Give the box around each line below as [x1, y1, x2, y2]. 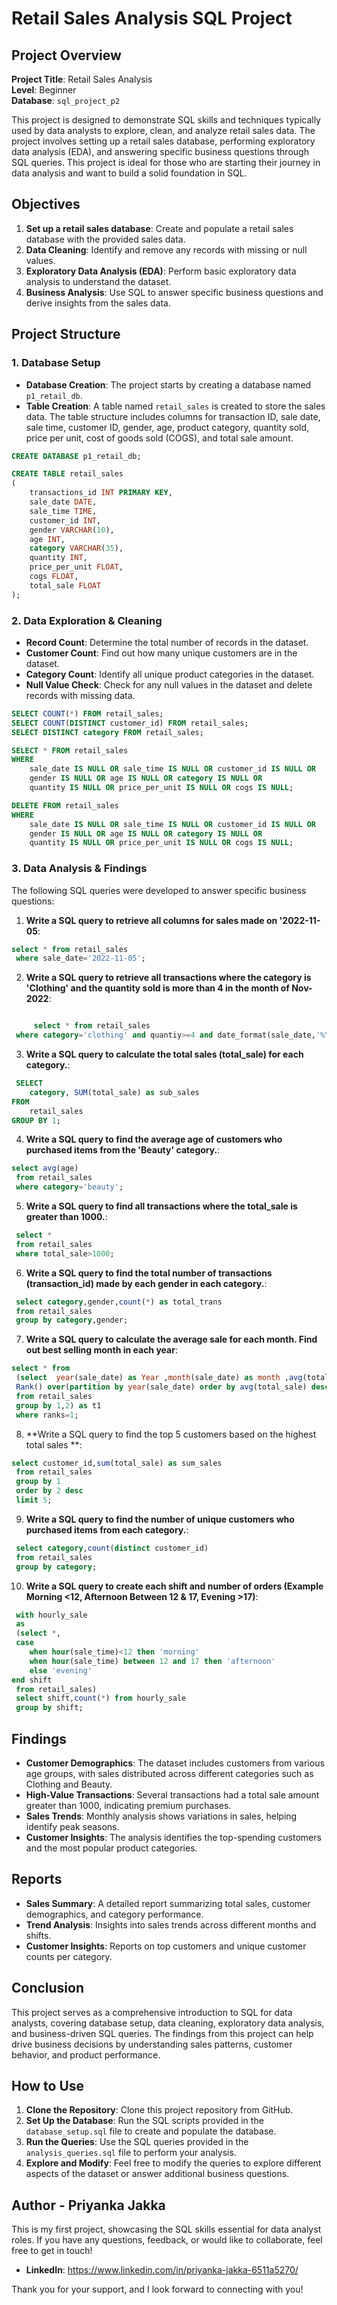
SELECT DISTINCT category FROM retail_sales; [11, 727, 204, 737]
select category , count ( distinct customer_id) [15, 1543, 209, 1553]
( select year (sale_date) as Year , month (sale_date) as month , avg [15, 1373, 303, 1383]
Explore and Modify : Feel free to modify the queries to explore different [25, 2157, 322, 2169]
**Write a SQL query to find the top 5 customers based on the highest [25, 1428, 317, 1440]
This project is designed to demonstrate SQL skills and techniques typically [11, 114, 321, 126]
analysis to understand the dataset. [25, 275, 172, 287]
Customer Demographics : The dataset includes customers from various [25, 1757, 325, 1769]
